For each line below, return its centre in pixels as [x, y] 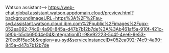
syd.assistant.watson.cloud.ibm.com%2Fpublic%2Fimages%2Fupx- [77, 23]
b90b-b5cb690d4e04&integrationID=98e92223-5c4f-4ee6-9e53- [76, 34]
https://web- [62, 7]
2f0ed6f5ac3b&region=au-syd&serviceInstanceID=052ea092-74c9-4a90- [84, 40]
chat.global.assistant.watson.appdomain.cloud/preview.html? [70, 13]
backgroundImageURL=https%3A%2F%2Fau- [54, 18]
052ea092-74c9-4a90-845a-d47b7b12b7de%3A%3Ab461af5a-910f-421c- [84, 29]
